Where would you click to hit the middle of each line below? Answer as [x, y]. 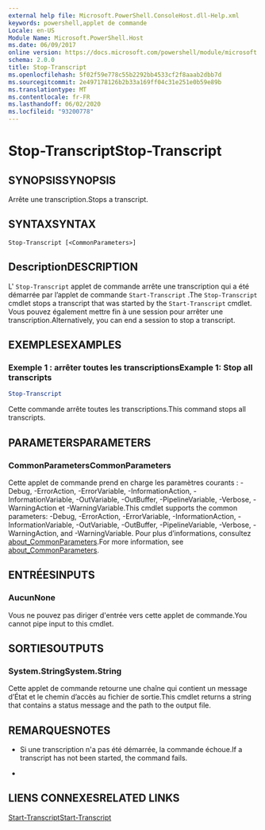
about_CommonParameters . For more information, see [96, 541]
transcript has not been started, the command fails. [104, 758]
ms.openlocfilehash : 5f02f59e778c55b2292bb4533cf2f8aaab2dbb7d [115, 75]
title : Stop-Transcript [48, 68]
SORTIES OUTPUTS [56, 648]
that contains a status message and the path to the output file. [110, 705]
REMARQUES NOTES [60, 730]
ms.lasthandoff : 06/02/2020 [55, 104]
